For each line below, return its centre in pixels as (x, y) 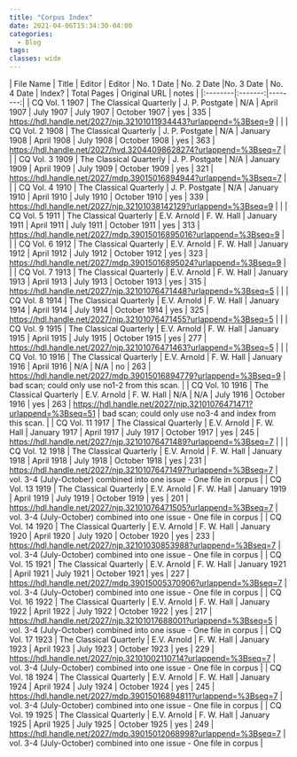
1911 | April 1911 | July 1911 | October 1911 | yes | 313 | (105, 225)
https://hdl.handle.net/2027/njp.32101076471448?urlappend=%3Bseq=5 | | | (149, 291)
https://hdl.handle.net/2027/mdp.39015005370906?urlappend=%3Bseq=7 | (148, 583)
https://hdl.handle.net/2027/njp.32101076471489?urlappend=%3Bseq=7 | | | (148, 441)
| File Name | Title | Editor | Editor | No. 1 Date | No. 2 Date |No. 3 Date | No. (146, 84)
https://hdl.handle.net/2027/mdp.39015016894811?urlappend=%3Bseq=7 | (146, 696)
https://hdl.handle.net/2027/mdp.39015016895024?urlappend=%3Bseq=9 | (148, 263)
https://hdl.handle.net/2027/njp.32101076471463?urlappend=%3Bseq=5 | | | (149, 347)
